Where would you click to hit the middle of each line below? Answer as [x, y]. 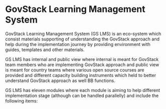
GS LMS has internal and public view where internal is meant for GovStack [82, 59]
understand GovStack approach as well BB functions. [60, 80]
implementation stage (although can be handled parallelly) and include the [82, 95]
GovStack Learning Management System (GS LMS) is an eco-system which [83, 33]
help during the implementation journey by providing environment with [78, 44]
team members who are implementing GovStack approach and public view [82, 64]
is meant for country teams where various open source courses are [75, 70]
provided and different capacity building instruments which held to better [81, 75]
